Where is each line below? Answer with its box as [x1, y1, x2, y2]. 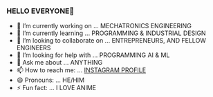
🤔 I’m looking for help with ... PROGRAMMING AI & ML [16, 51, 170, 59]
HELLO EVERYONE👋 [6, 6, 75, 16]
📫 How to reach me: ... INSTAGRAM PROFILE [16, 66, 147, 74]
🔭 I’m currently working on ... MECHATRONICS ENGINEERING [16, 22, 192, 30]
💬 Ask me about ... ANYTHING [16, 58, 103, 67]
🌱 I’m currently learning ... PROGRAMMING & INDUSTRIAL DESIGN [16, 29, 206, 37]
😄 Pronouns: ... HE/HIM [16, 76, 84, 85]
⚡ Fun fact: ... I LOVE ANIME [16, 84, 97, 92]
